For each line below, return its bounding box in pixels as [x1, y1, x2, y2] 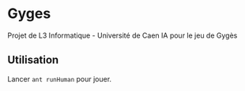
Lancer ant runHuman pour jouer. [7, 74, 112, 83]
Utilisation [7, 53, 59, 67]
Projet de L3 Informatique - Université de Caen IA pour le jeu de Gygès [7, 31, 238, 40]
